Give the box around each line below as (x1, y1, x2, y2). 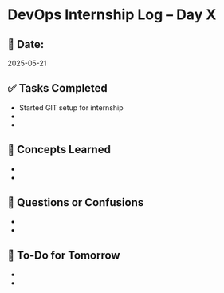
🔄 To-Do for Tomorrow (7, 248, 120, 262)
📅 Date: (7, 38, 45, 51)
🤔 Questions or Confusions (7, 196, 144, 209)
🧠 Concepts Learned (7, 143, 111, 156)
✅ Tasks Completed (7, 81, 108, 95)
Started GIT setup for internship (18, 102, 124, 113)
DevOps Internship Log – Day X (7, 6, 217, 24)
